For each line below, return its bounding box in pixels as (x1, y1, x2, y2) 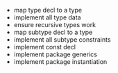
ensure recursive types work (13, 21, 96, 29)
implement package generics (13, 50, 97, 58)
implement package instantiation (13, 58, 108, 65)
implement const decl (13, 43, 76, 51)
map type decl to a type (13, 6, 82, 14)
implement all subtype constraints (13, 35, 111, 44)
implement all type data (13, 13, 81, 22)
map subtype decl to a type (13, 28, 93, 36)
